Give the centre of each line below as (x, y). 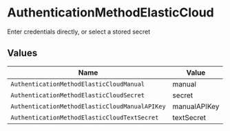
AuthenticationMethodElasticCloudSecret (77, 95)
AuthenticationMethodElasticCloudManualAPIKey (88, 106)
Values (22, 53)
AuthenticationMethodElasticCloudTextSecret (85, 117)
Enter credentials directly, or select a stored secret (79, 32)
